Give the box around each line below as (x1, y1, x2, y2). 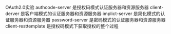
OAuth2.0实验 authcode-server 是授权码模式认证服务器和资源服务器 (5, 4, 149, 10)
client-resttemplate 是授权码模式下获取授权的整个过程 (5, 23, 119, 29)
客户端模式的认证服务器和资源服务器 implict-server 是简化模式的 (25, 10, 161, 16)
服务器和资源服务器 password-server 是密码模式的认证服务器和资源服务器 (9, 17, 166, 22)
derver (5, 10, 20, 16)
